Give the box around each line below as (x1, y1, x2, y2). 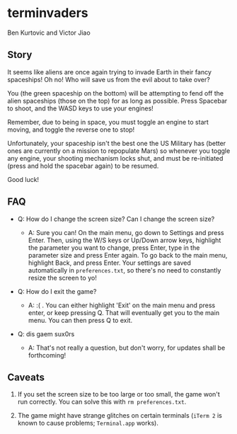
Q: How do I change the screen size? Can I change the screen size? (17, 215, 215, 223)
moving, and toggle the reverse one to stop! (7, 125, 135, 134)
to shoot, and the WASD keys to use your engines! (7, 104, 154, 113)
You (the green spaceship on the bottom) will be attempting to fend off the (7, 88, 224, 97)
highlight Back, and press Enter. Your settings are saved (28, 258, 191, 267)
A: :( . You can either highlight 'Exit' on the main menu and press (28, 301, 216, 309)
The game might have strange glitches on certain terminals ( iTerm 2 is (17, 411, 223, 420)
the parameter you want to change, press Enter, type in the (28, 243, 200, 252)
